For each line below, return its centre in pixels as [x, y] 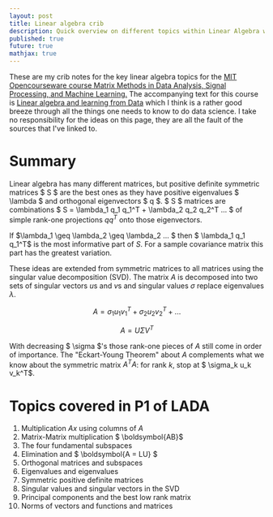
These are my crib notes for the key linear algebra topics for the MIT [123, 77]
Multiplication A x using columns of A [82, 429]
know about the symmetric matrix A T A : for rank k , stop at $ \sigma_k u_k [130, 364]
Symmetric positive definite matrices [82, 480]
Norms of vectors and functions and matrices [97, 506]
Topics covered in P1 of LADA [109, 406]
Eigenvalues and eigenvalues [70, 472]
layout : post [31, 16]
